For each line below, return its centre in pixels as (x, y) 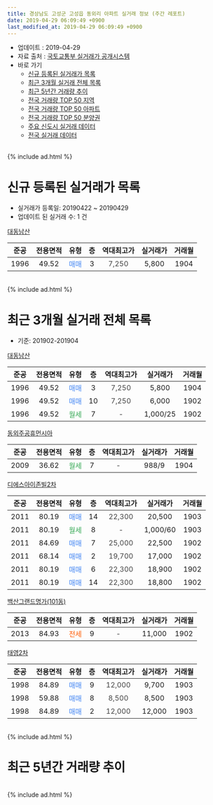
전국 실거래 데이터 (52, 135)
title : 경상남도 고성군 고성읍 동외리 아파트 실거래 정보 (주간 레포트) (96, 14)
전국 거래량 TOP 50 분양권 (64, 118)
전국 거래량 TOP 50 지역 (61, 100)
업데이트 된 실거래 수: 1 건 (52, 217)
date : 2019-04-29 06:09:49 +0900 (56, 20)
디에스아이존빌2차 (32, 485)
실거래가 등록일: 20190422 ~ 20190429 (73, 208)
